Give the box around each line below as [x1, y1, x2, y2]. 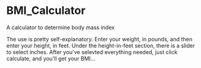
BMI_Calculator [6, 4, 86, 18]
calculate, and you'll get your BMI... [6, 55, 96, 62]
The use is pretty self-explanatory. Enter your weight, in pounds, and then [6, 35, 193, 42]
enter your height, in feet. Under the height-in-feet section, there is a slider [6, 42, 195, 49]
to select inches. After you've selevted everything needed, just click [6, 48, 178, 55]
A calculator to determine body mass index [6, 24, 115, 31]
